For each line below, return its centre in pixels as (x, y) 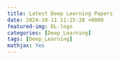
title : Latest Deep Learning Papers (60, 13)
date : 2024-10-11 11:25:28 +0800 (55, 20)
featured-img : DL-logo (40, 26)
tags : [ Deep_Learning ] (40, 39)
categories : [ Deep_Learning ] (49, 33)
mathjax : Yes (26, 46)
